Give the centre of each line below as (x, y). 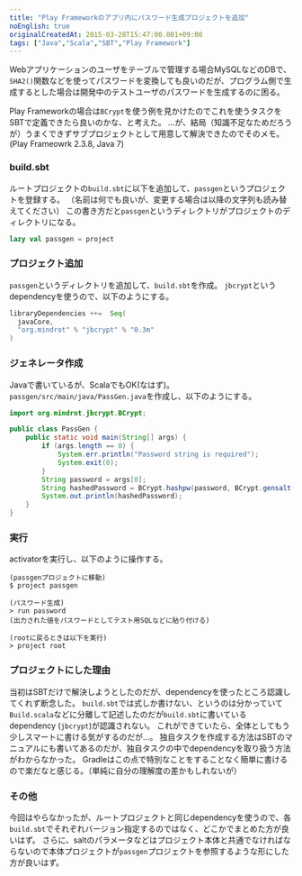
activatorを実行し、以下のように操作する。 (89, 559)
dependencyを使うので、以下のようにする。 (91, 296)
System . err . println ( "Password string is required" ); (158, 455)
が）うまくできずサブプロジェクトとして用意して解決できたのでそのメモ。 (147, 134)
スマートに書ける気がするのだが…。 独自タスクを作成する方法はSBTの (155, 736)
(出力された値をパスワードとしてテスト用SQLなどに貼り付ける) (110, 621)
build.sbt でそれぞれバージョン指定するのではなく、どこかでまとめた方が (145, 828)
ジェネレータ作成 (46, 363)
